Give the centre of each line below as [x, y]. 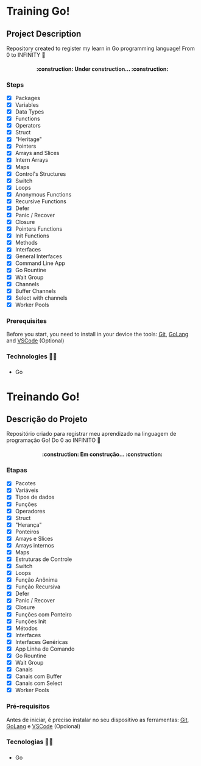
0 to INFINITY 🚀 [26, 55]
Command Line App [40, 263]
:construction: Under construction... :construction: [102, 69]
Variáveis [26, 490]
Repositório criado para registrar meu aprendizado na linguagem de [91, 434]
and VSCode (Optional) [35, 341]
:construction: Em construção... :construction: [102, 454]
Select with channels [41, 298]
